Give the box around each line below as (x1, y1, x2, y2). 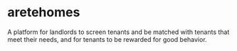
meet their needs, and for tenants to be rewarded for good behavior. (7, 35, 208, 43)
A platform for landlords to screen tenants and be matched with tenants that (7, 28, 230, 36)
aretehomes (7, 4, 80, 21)
